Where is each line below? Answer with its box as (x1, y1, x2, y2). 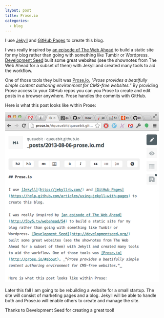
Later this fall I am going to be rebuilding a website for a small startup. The (5, 287, 155, 293)
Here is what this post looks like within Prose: (5, 102, 96, 108)
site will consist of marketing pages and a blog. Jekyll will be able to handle (5, 292, 157, 298)
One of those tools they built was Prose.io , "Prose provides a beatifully (5, 77, 147, 83)
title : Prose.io (5, 13, 38, 18)
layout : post (5, 8, 32, 13)
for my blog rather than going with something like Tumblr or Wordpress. (5, 52, 149, 58)
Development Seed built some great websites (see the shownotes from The (5, 57, 157, 63)
